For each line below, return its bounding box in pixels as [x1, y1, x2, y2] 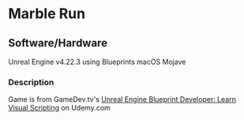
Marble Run [8, 5, 85, 23]
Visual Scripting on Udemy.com [8, 103, 111, 113]
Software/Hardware [8, 36, 108, 50]
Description [8, 77, 54, 88]
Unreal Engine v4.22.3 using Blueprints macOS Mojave [8, 57, 186, 66]
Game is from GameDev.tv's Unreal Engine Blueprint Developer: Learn [8, 95, 237, 104]
